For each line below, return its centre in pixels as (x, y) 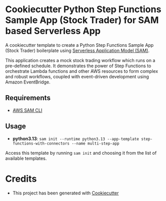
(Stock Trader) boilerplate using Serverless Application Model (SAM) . (77, 50)
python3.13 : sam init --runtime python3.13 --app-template (76, 138)
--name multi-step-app (96, 143)
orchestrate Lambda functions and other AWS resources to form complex (82, 71)
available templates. (26, 158)
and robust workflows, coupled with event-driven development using (77, 76)
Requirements (28, 98)
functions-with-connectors (41, 143)
